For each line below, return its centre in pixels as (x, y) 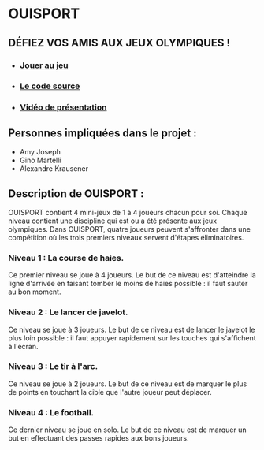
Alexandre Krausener (54, 169)
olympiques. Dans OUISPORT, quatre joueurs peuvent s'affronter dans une (129, 229)
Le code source (50, 86)
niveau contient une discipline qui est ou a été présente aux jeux (113, 221)
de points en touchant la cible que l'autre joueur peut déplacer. (110, 392)
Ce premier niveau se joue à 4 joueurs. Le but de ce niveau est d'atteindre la (132, 275)
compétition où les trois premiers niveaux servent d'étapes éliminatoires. (126, 237)
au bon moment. (35, 292)
